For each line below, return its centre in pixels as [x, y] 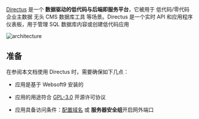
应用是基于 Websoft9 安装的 [49, 84]
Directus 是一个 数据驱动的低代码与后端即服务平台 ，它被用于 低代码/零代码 [98, 9]
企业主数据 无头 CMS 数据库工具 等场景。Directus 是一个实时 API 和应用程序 [99, 17]
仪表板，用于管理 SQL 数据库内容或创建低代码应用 [68, 24]
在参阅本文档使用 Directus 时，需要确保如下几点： [68, 71]
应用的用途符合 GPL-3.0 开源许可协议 [60, 97]
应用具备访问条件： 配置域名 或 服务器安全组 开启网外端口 [84, 109]
